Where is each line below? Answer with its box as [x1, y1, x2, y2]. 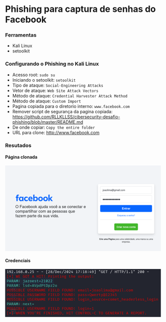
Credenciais [5, 258, 31, 264]
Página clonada [5, 154, 38, 160]
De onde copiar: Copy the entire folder [12, 124, 95, 130]
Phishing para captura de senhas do [5, 3, 156, 15]
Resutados [5, 142, 32, 149]
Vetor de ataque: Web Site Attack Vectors [12, 88, 99, 93]
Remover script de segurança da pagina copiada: [12, 108, 113, 114]
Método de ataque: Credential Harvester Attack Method [12, 92, 127, 98]
